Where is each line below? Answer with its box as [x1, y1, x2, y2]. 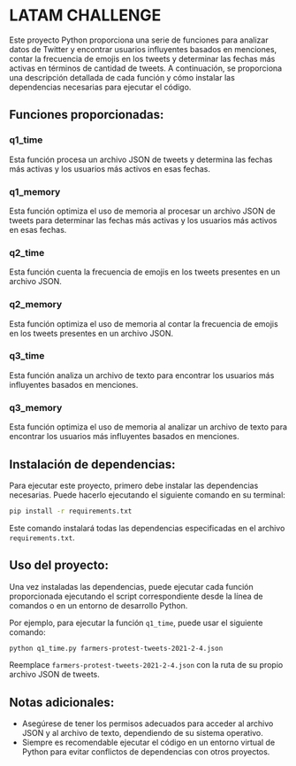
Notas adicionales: [9, 694, 115, 709]
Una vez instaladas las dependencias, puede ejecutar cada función [9, 581, 254, 592]
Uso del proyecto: [9, 558, 109, 573]
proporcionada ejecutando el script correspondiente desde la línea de [9, 591, 263, 601]
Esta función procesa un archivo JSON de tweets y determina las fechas [9, 154, 273, 165]
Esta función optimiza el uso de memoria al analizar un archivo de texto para [9, 422, 288, 432]
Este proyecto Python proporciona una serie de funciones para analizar [9, 35, 269, 45]
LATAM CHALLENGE [9, 5, 162, 26]
